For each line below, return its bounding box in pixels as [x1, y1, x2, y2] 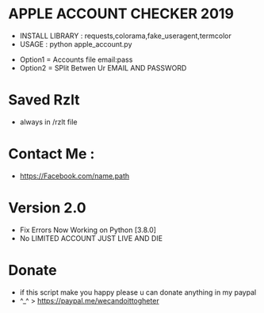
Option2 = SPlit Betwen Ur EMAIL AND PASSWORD [19, 63, 187, 72]
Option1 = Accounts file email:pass [19, 55, 133, 64]
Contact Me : [8, 145, 95, 163]
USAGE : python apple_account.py [19, 39, 132, 48]
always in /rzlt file [19, 116, 78, 127]
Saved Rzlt [8, 91, 81, 109]
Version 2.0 [8, 199, 86, 216]
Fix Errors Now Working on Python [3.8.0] [19, 225, 157, 235]
